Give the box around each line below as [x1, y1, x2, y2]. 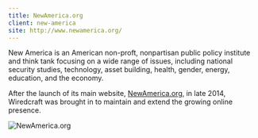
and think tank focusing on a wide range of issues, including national [8, 56, 233, 66]
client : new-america [8, 19, 77, 27]
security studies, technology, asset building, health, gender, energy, [8, 65, 230, 75]
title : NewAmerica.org [8, 11, 83, 20]
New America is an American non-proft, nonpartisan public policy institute [8, 48, 251, 58]
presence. [8, 105, 41, 115]
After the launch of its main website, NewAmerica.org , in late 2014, [8, 89, 226, 98]
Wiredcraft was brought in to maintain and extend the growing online [8, 97, 233, 107]
